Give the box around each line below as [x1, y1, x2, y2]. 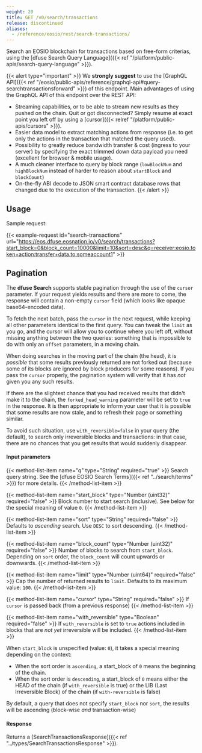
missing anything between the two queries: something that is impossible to [6, 334, 192, 341]
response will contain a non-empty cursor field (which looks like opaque [6, 296, 185, 304]
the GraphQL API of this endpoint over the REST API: [6, 92, 136, 99]
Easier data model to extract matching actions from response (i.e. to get [14, 129, 194, 136]
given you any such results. [6, 378, 75, 385]
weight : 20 [6, 8, 34, 15]
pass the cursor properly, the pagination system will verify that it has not [6, 371, 186, 378]
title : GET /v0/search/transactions [6, 14, 98, 20]
